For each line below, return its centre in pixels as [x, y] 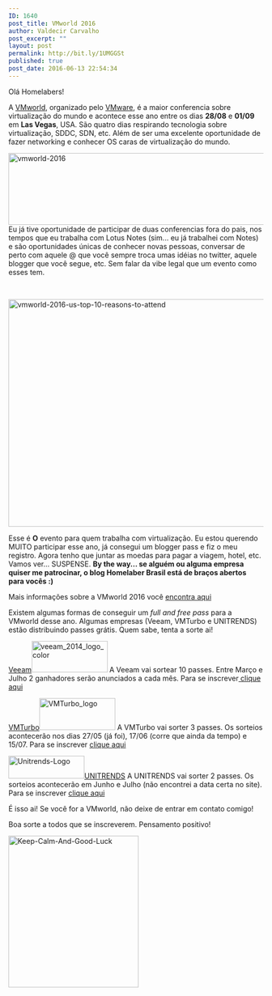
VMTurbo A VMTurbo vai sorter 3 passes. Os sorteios [136, 727]
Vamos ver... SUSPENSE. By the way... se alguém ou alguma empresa [126, 564]
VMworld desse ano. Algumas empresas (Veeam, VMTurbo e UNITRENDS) [133, 621]
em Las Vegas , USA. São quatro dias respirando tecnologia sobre [118, 124]
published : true [36, 61]
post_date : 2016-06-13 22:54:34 [63, 69]
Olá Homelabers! [36, 91]
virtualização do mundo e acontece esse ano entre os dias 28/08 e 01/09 [132, 116]
